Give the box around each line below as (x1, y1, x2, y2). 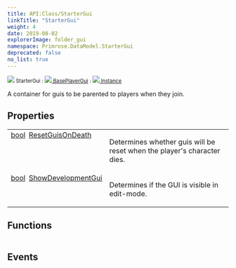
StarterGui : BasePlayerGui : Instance (15, 77, 122, 84)
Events (7, 250, 39, 263)
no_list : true (7, 56, 49, 63)
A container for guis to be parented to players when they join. (7, 89, 185, 98)
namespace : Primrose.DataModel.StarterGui (7, 43, 133, 50)
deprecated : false (7, 50, 61, 57)
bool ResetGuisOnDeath (11, 130, 92, 140)
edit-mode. (109, 189, 147, 199)
